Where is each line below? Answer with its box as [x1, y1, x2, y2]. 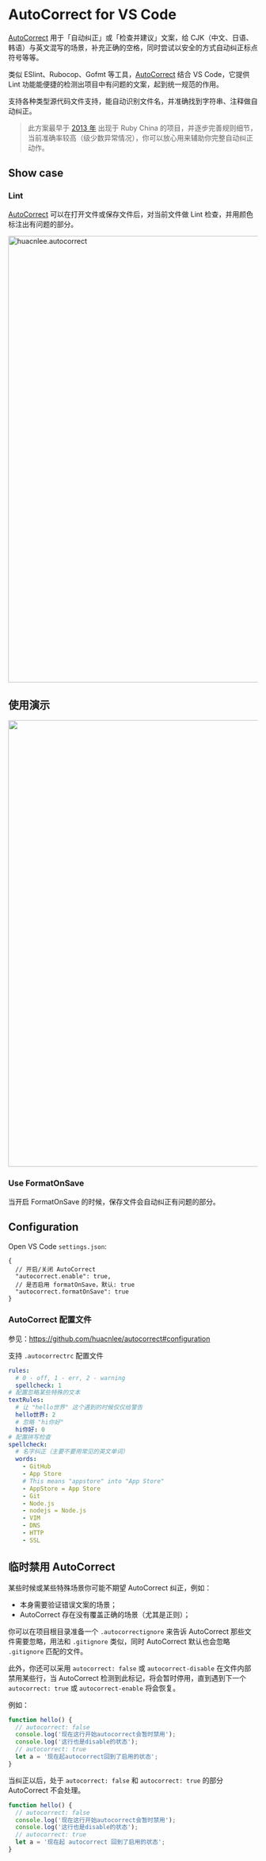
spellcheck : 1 [15, 1381, 62, 1389]
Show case [8, 167, 64, 180]
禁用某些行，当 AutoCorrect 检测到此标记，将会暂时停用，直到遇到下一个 [8, 1673, 247, 1682]
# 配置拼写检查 [8, 1433, 51, 1441]
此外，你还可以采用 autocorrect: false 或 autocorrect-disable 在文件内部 [8, 1663, 252, 1673]
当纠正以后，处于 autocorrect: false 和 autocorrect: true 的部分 [8, 1775, 224, 1785]
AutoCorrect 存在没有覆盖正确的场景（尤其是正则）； [19, 1609, 191, 1619]
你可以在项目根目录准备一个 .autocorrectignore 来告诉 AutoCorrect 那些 [8, 1626, 245, 1636]
